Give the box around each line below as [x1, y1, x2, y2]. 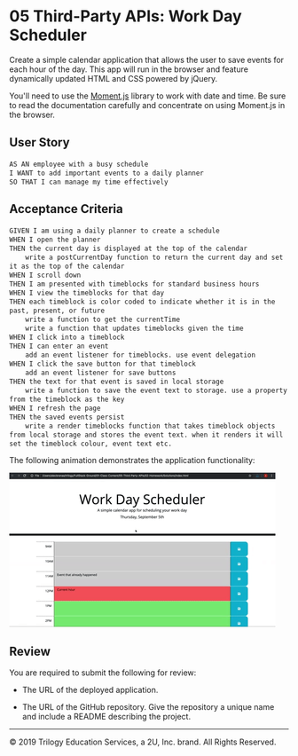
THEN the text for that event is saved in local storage [9, 377, 224, 386]
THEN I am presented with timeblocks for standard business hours [9, 280, 260, 288]
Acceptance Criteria [9, 201, 123, 217]
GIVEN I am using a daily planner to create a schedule [9, 226, 220, 235]
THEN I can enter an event [9, 342, 109, 350]
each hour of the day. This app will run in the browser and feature [9, 64, 248, 75]
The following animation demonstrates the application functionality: [9, 454, 255, 465]
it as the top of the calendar [9, 262, 125, 271]
